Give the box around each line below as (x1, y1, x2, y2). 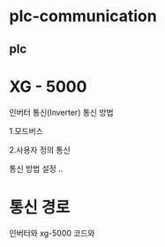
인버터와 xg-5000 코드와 (9, 228, 95, 239)
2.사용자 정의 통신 (9, 144, 71, 155)
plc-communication (9, 6, 157, 26)
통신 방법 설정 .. (9, 163, 64, 174)
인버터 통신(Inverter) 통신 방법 (9, 107, 114, 117)
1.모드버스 (9, 125, 44, 136)
